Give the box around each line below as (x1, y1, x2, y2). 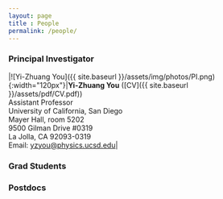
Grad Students (8, 160, 67, 172)
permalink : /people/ (8, 27, 78, 35)
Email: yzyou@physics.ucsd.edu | (8, 140, 118, 150)
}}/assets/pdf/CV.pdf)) (8, 89, 83, 98)
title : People (8, 19, 60, 27)
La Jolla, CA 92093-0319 (8, 131, 91, 141)
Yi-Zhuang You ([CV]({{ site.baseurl (68, 80, 189, 89)
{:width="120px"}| (8, 80, 68, 89)
